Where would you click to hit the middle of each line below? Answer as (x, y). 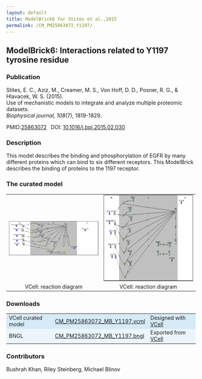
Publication (23, 77)
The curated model (35, 184)
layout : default (26, 13)
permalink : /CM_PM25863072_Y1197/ (50, 25)
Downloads (23, 304)
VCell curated (26, 318)
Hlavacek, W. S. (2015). (35, 97)
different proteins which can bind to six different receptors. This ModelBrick (100, 162)
